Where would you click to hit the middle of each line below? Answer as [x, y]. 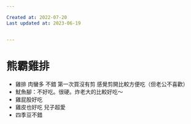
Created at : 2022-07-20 [37, 17]
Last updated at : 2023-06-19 [44, 23]
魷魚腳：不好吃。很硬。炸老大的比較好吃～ [69, 92]
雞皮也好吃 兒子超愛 [40, 107]
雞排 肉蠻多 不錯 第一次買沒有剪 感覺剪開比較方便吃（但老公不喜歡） [102, 84]
